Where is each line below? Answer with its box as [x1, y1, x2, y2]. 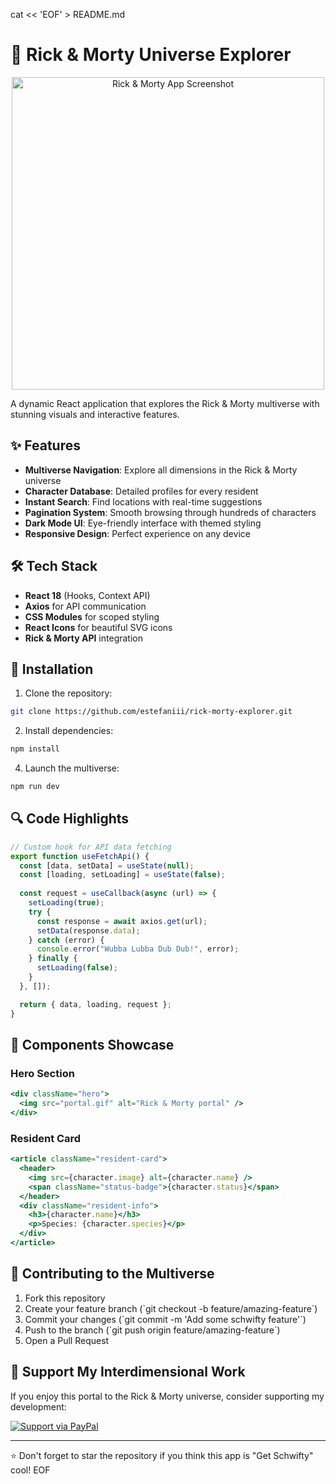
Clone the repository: [24, 687, 113, 699]
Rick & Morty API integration [24, 632, 143, 644]
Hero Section [10, 1066, 75, 1080]
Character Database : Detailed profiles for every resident [24, 485, 259, 497]
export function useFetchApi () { [10, 851, 150, 861]
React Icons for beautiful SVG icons [24, 621, 173, 633]
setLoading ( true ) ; [28, 898, 105, 908]
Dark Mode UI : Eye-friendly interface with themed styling [24, 517, 262, 529]
